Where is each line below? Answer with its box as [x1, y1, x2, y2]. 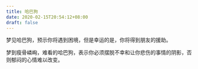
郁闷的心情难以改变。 [11, 57, 63, 64]
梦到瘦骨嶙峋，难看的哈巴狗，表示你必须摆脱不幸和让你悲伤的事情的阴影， [6, 49, 187, 56]
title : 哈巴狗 [6, 8, 38, 15]
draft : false [6, 19, 38, 25]
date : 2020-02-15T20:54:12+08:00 [6, 14, 88, 20]
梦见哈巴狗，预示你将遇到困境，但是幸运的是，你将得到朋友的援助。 [6, 37, 171, 44]
